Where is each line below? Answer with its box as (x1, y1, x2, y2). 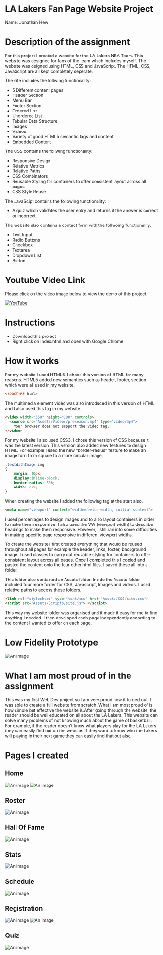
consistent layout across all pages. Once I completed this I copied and (5, 557, 146, 563)
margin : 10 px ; (14, 471, 42, 476)
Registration (5, 904, 43, 913)
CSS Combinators (12, 173, 48, 179)
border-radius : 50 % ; (14, 480, 55, 485)
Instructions (5, 318, 55, 328)
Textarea (12, 247, 30, 253)
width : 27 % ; (14, 485, 38, 490)
